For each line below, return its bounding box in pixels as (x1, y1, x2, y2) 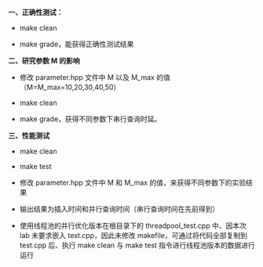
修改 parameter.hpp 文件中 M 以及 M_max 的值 (19, 73, 170, 81)
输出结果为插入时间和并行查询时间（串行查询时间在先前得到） (19, 204, 220, 214)
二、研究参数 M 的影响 (8, 56, 80, 65)
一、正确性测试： (8, 8, 64, 16)
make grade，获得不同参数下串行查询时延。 (19, 114, 162, 124)
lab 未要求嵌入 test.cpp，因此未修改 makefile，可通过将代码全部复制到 (19, 231, 247, 240)
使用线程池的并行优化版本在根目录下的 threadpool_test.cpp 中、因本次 (19, 221, 247, 230)
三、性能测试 (8, 131, 49, 140)
